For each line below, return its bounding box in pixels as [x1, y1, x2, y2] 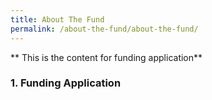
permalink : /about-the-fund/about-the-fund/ [10, 24, 199, 34]
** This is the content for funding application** [10, 51, 203, 63]
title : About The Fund [10, 14, 105, 25]
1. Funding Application [10, 76, 122, 90]
